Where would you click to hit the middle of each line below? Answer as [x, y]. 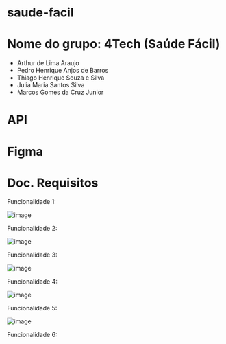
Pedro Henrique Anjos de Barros [63, 71]
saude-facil [40, 13]
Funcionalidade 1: [32, 202]
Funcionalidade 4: [33, 282]
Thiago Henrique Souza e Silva [61, 78]
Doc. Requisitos [53, 183]
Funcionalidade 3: [32, 255]
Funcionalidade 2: [32, 229]
